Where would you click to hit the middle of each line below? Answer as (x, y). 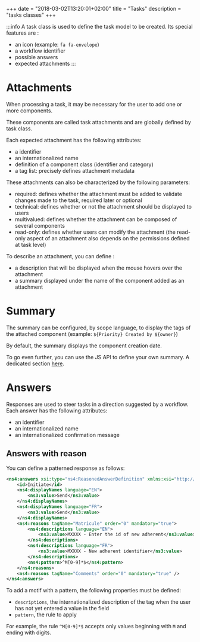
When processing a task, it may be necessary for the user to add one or (94, 104)
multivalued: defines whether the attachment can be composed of (96, 219)
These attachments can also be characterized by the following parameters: (98, 182)
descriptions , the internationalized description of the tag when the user (103, 602)
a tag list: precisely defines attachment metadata (75, 170)
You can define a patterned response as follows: (65, 468)
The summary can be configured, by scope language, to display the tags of (99, 328)
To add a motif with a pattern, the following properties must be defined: (94, 591)
